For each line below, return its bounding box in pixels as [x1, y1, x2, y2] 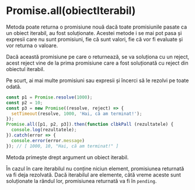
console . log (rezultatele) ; [11, 127, 77, 133]
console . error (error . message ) [11, 138, 85, 143]
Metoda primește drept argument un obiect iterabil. [6, 153, 129, 161]
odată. [6, 83, 22, 90]
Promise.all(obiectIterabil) [6, 4, 136, 17]
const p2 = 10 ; [6, 100, 43, 105]
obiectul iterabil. [6, 65, 45, 72]
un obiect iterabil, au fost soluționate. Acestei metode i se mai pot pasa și [6, 29, 182, 36]
